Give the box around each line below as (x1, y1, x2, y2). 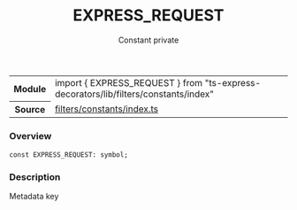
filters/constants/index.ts (54, 103, 159, 115)
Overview (9, 130, 52, 143)
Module (13, 82, 47, 95)
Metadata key (9, 191, 59, 202)
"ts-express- (204, 76, 262, 89)
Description (9, 170, 61, 183)
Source (14, 104, 46, 116)
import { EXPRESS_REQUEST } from (54, 76, 203, 89)
